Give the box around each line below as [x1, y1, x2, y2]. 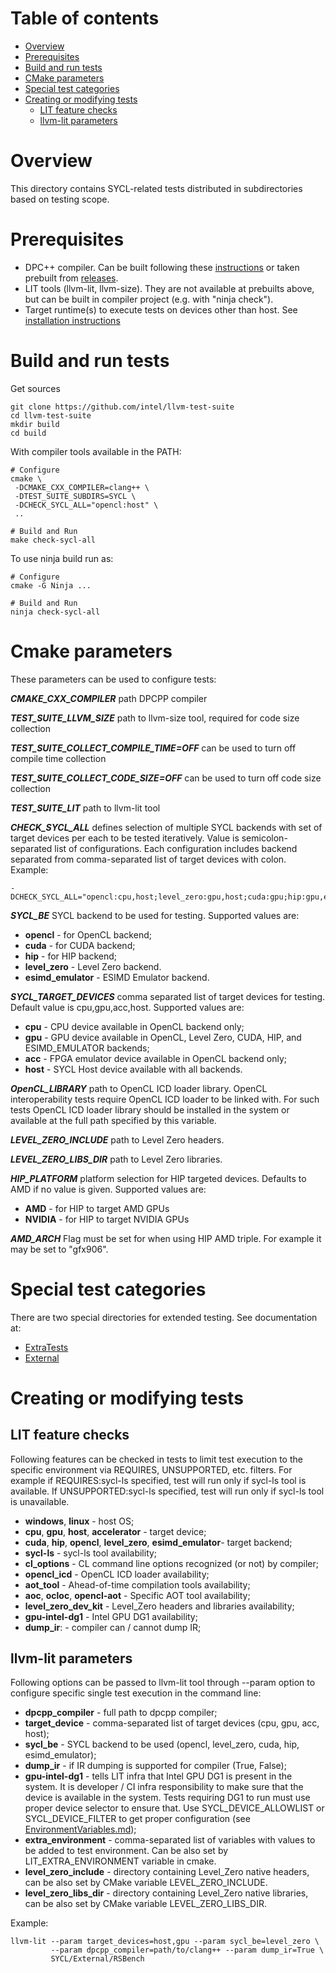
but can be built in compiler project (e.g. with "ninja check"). [24, 293, 274, 305]
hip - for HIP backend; [24, 950, 118, 962]
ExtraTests [24, 1341, 69, 1353]
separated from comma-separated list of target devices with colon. [10, 853, 287, 865]
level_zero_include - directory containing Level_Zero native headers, [24, 1866, 310, 1878]
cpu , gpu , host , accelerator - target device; [24, 1525, 207, 1537]
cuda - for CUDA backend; [24, 939, 136, 951]
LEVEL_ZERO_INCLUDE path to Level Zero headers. [10, 1133, 225, 1146]
